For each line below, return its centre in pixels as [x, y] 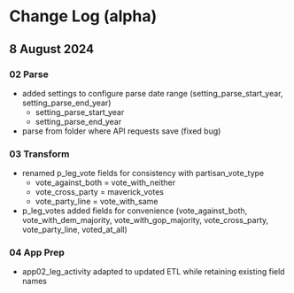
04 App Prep [37, 252]
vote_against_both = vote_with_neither [105, 182]
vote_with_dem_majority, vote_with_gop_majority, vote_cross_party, [145, 220]
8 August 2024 [52, 49]
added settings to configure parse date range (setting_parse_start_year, [152, 93]
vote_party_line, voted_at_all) [75, 230]
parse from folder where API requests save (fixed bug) [121, 131]
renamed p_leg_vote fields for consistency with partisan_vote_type [143, 173]
